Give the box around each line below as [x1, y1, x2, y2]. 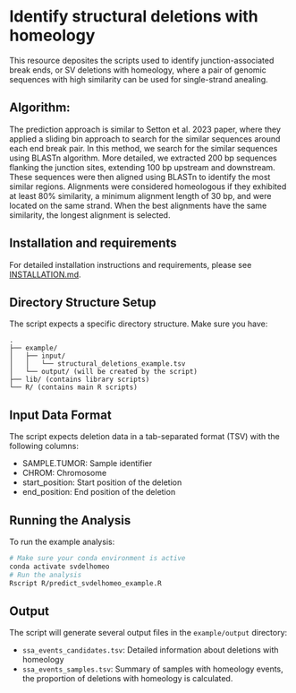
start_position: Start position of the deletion [21, 477, 182, 488]
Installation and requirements [9, 236, 177, 251]
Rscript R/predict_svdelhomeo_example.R [9, 578, 163, 588]
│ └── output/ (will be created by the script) [9, 368, 199, 377]
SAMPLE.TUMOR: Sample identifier [21, 458, 153, 469]
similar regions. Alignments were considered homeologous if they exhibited [9, 181, 287, 192]
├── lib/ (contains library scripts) [9, 375, 150, 385]
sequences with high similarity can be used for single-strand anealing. [9, 74, 268, 84]
